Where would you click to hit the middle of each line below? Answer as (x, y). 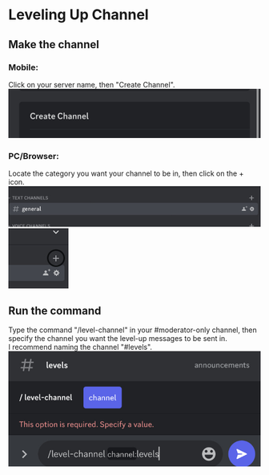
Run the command (55, 311)
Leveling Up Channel (79, 15)
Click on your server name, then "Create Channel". (92, 84)
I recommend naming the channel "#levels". (80, 347)
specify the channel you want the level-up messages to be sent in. (118, 339)
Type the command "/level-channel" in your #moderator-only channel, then (133, 330)
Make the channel (54, 45)
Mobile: (23, 67)
